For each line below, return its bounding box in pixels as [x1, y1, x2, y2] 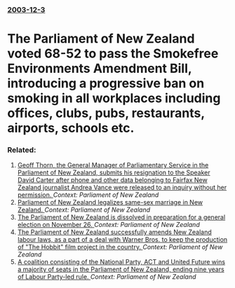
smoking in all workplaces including [7, 90, 221, 107]
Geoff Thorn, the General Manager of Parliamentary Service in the [17, 161, 209, 170]
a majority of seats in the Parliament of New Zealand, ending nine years [17, 265, 224, 274]
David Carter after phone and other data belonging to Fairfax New [17, 176, 208, 184]
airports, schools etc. [7, 121, 135, 136]
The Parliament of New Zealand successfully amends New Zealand [17, 228, 212, 236]
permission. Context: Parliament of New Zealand [17, 191, 159, 199]
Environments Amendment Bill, [7, 61, 192, 76]
